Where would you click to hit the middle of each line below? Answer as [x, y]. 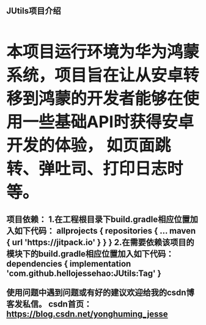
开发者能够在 [135, 98]
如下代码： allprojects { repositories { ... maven [105, 231]
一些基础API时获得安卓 [108, 122]
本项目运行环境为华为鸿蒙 [103, 52]
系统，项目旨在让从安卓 [95, 75]
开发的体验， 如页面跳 [89, 145]
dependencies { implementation [69, 264]
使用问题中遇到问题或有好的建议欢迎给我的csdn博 [100, 293]
